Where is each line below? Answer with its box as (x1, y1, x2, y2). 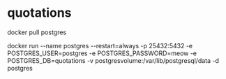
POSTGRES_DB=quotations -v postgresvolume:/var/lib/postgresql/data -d (7, 56, 220, 64)
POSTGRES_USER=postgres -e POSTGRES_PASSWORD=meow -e (7, 49, 197, 57)
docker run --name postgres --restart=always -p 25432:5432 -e (7, 41, 193, 50)
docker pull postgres (7, 28, 67, 36)
